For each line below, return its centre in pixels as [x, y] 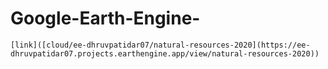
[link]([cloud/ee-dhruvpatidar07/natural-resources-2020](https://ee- [160, 45]
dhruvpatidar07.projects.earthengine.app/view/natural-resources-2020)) [165, 53]
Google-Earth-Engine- [105, 18]
